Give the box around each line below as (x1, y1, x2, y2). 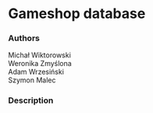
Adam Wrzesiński (8, 67, 65, 77)
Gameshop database (8, 5, 146, 23)
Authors (8, 33, 41, 44)
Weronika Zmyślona (8, 59, 72, 68)
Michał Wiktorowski (8, 50, 72, 60)
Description (8, 95, 54, 106)
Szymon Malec (8, 75, 56, 85)
